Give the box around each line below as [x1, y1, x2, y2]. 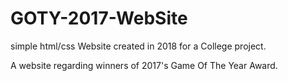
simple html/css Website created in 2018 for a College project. [10, 40, 267, 52]
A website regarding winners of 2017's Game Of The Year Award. [10, 59, 278, 71]
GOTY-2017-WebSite [10, 7, 188, 30]
